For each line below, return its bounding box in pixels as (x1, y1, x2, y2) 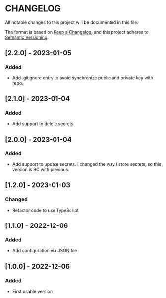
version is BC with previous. (12, 167, 69, 172)
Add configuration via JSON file (12, 248, 77, 254)
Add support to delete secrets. (12, 121, 75, 127)
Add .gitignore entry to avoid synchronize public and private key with (12, 75, 154, 81)
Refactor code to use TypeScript (12, 207, 79, 213)
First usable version (12, 289, 53, 295)
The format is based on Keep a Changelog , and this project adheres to (5, 29, 149, 35)
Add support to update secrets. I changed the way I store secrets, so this (12, 161, 162, 167)
